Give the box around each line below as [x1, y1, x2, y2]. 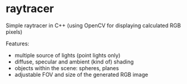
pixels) [5, 28, 23, 35]
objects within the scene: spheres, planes [14, 64, 119, 71]
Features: [5, 40, 30, 47]
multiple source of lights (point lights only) [14, 51, 121, 59]
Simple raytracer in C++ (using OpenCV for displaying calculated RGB [5, 22, 181, 29]
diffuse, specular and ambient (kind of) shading [14, 58, 134, 65]
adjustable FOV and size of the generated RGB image [14, 71, 149, 78]
